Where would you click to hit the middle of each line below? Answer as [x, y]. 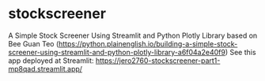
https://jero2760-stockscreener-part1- [158, 61]
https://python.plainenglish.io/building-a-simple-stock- [148, 43]
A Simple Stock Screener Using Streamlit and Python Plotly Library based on [133, 35]
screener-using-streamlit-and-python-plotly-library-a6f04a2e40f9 [117, 52]
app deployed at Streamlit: [51, 61]
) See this [240, 52]
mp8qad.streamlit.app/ [45, 68]
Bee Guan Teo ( [34, 43]
